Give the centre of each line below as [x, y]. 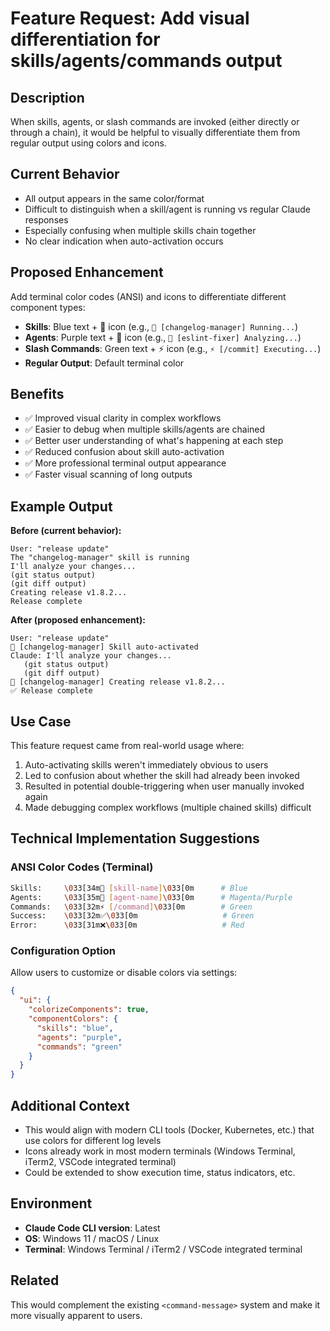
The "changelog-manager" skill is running [100, 558]
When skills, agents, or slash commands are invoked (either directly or [155, 121]
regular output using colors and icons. [88, 143]
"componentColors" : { [73, 1019]
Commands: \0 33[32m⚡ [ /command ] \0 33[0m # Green [131, 907]
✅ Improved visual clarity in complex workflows [123, 418]
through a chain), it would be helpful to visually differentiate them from [155, 132]
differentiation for [85, 39]
